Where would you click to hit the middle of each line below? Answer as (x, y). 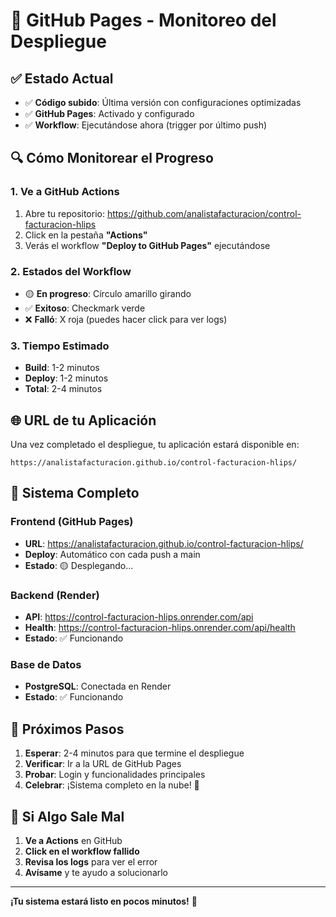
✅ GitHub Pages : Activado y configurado (109, 113)
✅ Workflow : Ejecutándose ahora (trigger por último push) (146, 125)
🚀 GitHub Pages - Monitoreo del (143, 20)
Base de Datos (46, 664)
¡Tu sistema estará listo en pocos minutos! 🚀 (104, 901)
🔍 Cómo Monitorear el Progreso (112, 158)
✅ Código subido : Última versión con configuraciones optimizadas (163, 102)
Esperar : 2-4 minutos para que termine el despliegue (134, 753)
